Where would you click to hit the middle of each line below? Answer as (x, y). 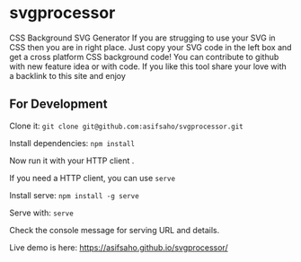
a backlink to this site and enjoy (67, 75)
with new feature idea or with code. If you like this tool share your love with (148, 66)
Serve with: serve (41, 213)
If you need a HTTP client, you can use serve (93, 178)
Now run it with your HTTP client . (72, 161)
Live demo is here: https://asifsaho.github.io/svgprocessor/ (119, 247)
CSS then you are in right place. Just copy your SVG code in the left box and (150, 47)
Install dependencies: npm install (72, 143)
